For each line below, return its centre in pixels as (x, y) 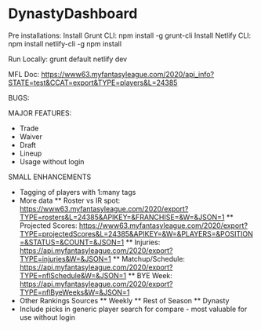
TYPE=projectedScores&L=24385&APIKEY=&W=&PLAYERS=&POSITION (136, 233)
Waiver (31, 136)
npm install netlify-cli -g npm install (65, 43)
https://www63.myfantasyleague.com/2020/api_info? (128, 74)
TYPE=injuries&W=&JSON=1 (65, 258)
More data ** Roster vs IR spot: (70, 200)
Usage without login (52, 161)
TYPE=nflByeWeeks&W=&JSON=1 (74, 292)
